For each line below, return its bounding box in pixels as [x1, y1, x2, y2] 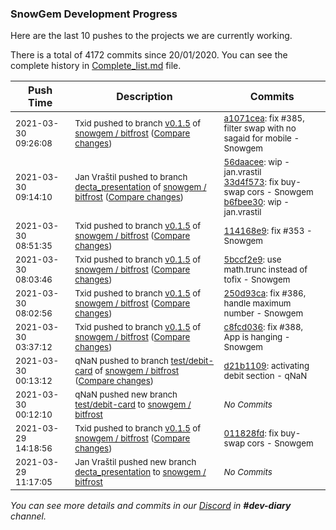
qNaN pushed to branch [74, 355, 169, 367]
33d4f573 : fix [223, 177, 280, 188]
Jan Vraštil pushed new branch [74, 457, 197, 468]
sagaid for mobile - [223, 133, 300, 144]
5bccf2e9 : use [223, 254, 282, 266]
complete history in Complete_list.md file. [10, 60, 182, 72]
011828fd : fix [223, 428, 279, 439]
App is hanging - [223, 332, 291, 343]
